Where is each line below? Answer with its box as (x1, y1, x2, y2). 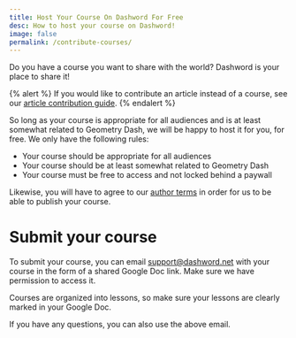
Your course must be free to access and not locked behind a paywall (21, 170, 272, 181)
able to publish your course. (9, 196, 111, 207)
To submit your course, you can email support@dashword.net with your (9, 257, 270, 267)
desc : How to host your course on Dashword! (9, 21, 176, 30)
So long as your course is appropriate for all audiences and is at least (9, 115, 262, 126)
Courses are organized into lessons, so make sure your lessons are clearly (9, 293, 280, 303)
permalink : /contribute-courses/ (9, 37, 133, 47)
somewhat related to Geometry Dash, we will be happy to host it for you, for (9, 125, 285, 135)
